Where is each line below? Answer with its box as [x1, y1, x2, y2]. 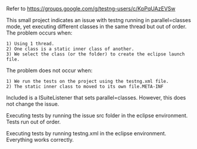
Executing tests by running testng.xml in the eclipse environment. [6, 130, 167, 136]
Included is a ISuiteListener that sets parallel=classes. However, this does [6, 94, 186, 101]
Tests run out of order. [6, 119, 61, 125]
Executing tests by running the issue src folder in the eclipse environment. [6, 112, 188, 119]
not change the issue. [6, 101, 60, 107]
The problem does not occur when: [6, 67, 93, 74]
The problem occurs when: [6, 29, 73, 36]
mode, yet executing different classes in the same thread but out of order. [6, 23, 187, 30]
